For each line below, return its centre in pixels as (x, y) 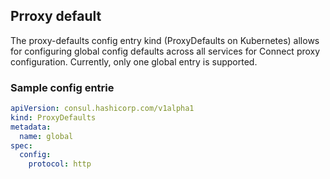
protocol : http (60, 164)
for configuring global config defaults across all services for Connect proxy (165, 51)
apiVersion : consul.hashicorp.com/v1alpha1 (102, 109)
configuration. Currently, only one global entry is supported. (134, 61)
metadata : (31, 127)
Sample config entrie (62, 87)
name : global (46, 136)
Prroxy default (56, 16)
